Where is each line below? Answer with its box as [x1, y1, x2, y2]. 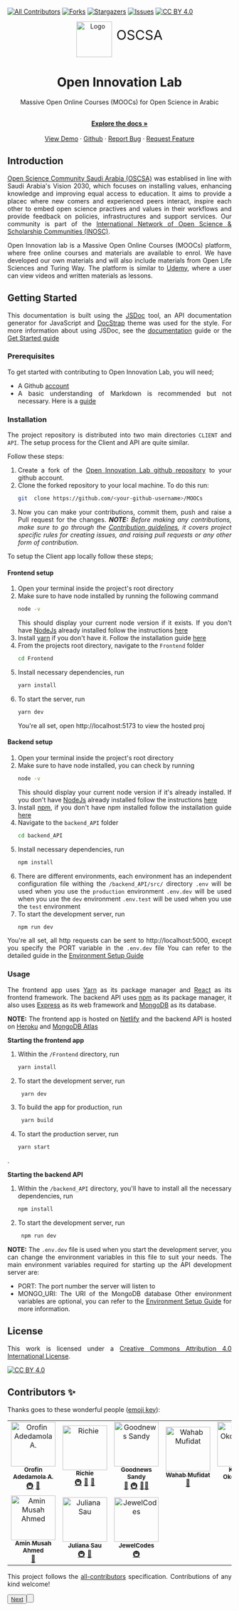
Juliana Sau [68, 1542, 102, 1550]
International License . [7, 1351, 71, 1360]
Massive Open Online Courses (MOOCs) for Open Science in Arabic [20, 98, 219, 106]
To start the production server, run [17, 1130, 119, 1138]
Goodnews [120, 1465, 152, 1474]
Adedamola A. [13, 1473, 54, 1481]
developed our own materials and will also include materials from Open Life [7, 256, 232, 265]
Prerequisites [7, 351, 55, 361]
